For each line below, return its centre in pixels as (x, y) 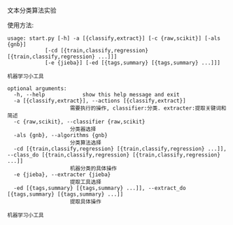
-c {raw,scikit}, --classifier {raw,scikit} (79, 122)
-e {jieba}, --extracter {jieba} (62, 175)
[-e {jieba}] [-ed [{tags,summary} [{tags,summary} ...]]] (132, 63)
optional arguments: (37, 89)
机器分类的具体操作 (93, 168)
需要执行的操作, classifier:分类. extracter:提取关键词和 (148, 108)
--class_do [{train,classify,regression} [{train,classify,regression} (114, 155)
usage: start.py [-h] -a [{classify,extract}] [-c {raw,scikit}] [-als (114, 38)
